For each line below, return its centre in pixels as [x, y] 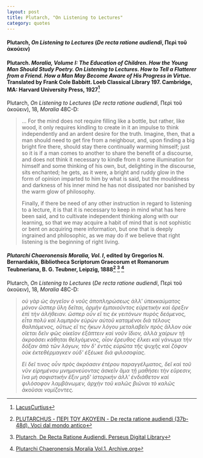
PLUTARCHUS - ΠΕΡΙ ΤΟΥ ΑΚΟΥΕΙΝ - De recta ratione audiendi [94, 419]
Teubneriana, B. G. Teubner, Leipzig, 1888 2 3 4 [66, 269]
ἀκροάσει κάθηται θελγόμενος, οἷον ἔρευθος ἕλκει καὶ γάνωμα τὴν [107, 340]
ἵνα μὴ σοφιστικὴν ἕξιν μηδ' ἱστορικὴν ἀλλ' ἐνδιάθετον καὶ [95, 377]
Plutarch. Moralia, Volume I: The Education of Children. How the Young [98, 63]
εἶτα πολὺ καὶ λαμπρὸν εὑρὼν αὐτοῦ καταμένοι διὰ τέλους [96, 320]
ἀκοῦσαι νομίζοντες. [48, 390]
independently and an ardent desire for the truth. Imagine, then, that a [108, 134]
